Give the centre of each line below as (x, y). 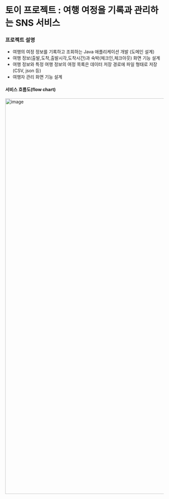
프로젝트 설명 (20, 40)
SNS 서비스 (38, 23)
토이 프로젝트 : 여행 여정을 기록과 (69, 10)
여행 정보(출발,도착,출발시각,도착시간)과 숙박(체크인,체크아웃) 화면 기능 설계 (86, 58)
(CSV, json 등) (27, 70)
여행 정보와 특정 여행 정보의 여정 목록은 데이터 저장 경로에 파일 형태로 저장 (85, 64)
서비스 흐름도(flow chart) (31, 90)
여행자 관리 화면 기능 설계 (37, 77)
